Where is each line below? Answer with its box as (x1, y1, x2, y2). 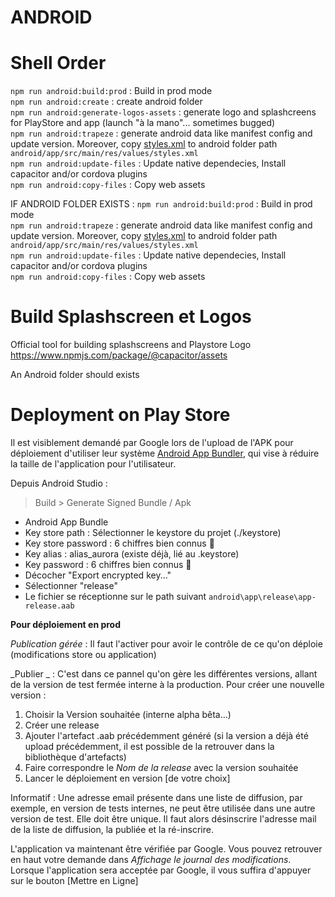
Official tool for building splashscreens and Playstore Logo (10, 339, 252, 351)
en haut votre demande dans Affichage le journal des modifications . (10, 854, 292, 865)
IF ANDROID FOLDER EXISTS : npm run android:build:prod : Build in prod (10, 198, 313, 210)
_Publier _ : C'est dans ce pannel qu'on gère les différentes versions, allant (10, 668, 318, 680)
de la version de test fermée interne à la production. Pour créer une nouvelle (10, 679, 325, 690)
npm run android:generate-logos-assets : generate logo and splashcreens (10, 106, 317, 118)
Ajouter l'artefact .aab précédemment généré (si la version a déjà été (24, 730, 309, 741)
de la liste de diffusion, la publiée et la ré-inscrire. (10, 824, 214, 835)
